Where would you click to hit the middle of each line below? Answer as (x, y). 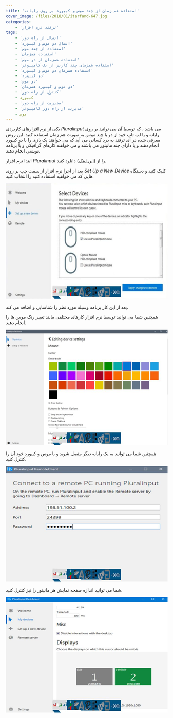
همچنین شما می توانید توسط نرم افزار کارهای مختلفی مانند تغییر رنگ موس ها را (82, 317)
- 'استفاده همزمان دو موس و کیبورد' (54, 70)
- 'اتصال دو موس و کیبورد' (44, 44)
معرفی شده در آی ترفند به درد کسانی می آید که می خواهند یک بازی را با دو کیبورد (83, 140)
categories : (18, 22)
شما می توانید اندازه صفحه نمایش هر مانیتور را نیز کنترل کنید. (64, 590)
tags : (12, 33)
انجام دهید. (16, 323)
